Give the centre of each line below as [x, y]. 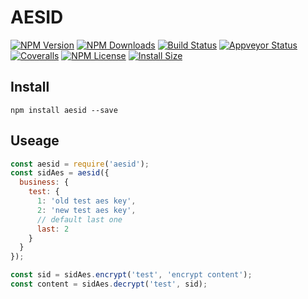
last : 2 [53, 229]
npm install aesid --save [64, 110]
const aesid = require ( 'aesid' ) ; [80, 164]
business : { [44, 182]
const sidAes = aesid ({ [60, 173]
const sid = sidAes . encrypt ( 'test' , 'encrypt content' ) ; [131, 275]
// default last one [79, 219]
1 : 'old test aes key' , [86, 201]
